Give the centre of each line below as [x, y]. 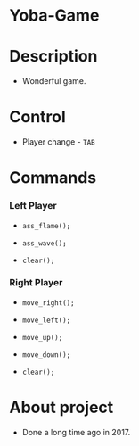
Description [53, 57]
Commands [53, 178]
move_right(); [48, 303]
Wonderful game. [54, 81]
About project [61, 408]
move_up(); [42, 337]
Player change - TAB [58, 142]
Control [38, 117]
